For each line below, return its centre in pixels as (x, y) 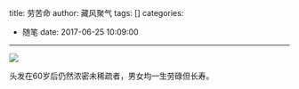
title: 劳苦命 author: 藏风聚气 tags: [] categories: (97, 13)
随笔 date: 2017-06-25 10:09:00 (81, 32)
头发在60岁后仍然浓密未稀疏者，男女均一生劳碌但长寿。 (112, 76)
